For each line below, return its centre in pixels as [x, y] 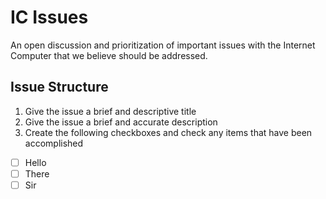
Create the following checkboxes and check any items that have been [168, 132]
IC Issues [49, 17]
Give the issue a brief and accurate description [121, 122]
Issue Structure [59, 87]
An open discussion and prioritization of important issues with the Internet [163, 45]
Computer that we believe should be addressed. [109, 55]
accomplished [54, 143]
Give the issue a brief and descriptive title [110, 111]
